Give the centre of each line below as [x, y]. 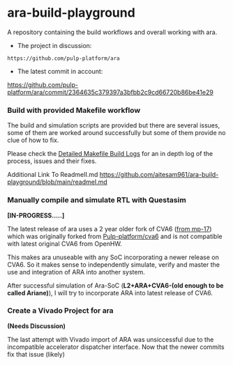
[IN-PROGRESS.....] [36, 215]
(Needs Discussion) [37, 326]
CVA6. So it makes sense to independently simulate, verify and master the [113, 264]
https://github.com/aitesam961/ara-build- [159, 175]
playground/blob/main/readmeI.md [58, 182]
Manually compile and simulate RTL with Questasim [97, 200]
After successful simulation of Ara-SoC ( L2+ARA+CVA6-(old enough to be [115, 285]
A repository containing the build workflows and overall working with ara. [112, 32]
